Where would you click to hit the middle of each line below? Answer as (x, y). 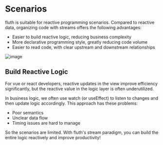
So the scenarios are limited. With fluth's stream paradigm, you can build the (82, 132)
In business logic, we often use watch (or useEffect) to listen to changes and (82, 98)
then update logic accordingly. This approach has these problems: (72, 103)
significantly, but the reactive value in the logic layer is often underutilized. (80, 89)
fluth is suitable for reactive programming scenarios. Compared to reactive (80, 22)
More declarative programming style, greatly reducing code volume (80, 42)
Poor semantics (28, 113)
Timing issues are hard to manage (46, 123)
